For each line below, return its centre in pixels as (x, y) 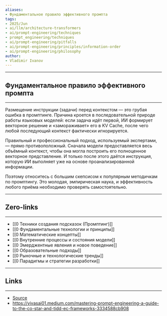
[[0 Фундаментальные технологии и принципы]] (63, 229)
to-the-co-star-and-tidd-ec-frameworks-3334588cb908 (71, 308)
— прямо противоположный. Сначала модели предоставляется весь (79, 146)
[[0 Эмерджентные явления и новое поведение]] (65, 245)
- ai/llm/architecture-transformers (43, 28)
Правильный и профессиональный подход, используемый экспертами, (81, 141)
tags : (11, 19)
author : (13, 56)
